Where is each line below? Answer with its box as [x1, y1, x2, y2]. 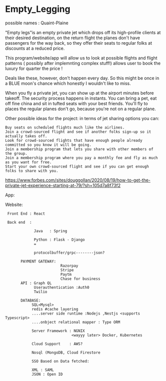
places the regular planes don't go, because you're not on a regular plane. [5, 106, 156, 112]
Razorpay [60, 263, 79, 268]
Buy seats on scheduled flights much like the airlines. [5, 125, 125, 130]
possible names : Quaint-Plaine [5, 20, 69, 26]
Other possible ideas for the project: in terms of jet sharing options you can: [5, 115, 160, 121]
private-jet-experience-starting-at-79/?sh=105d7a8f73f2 [5, 182, 121, 188]
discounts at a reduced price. [5, 45, 65, 51]
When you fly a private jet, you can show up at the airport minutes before [5, 90, 154, 96]
